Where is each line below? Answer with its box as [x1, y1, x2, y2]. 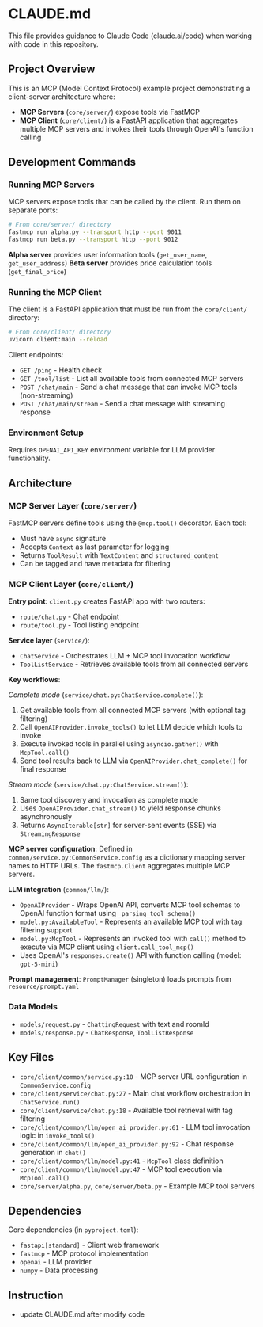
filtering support [19, 925, 73, 935]
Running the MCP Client [8, 286, 102, 297]
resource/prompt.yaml [8, 983, 80, 991]
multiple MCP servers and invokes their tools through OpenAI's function [19, 124, 254, 133]
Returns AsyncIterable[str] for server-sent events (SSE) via [19, 821, 217, 830]
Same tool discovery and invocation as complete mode [19, 795, 199, 805]
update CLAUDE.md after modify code [19, 1310, 145, 1319]
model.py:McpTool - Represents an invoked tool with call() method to [19, 934, 246, 944]
